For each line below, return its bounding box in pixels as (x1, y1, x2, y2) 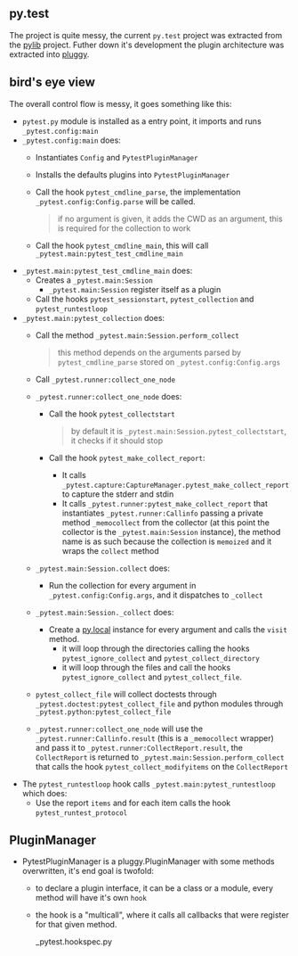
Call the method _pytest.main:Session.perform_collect (35, 329, 240, 341)
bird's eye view (9, 75, 96, 90)
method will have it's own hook (35, 893, 147, 903)
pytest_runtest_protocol (35, 808, 128, 818)
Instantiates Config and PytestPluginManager (35, 152, 198, 162)
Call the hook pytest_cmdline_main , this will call (35, 240, 209, 251)
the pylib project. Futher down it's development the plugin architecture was (9, 39, 285, 50)
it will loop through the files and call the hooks (61, 662, 231, 672)
